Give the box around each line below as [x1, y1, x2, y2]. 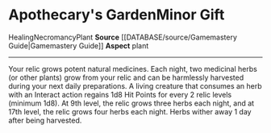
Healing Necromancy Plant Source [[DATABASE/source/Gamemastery [8, 32, 238, 42]
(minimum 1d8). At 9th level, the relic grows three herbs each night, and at [8, 98, 255, 108]
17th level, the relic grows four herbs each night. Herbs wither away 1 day [8, 106, 252, 116]
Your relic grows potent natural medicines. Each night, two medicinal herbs [8, 64, 258, 73]
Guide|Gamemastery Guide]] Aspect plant [8, 40, 149, 50]
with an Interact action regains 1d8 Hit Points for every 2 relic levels [8, 89, 232, 99]
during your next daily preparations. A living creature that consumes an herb [8, 81, 262, 90]
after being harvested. [8, 115, 82, 125]
